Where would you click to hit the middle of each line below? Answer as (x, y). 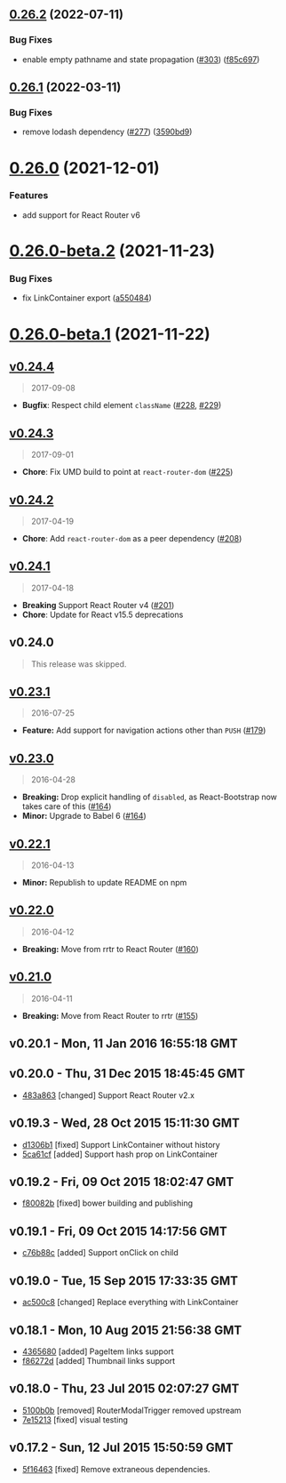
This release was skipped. (79, 664)
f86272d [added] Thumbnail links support (99, 1360)
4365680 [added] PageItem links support (98, 1351)
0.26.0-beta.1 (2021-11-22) (110, 334)
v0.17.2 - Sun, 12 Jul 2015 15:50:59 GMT (121, 1448)
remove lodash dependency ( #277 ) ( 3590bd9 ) (107, 132)
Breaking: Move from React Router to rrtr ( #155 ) (110, 1015)
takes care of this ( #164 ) (67, 806)
